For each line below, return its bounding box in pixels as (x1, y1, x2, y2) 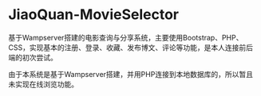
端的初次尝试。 (8, 52, 57, 62)
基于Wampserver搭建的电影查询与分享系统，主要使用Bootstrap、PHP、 (8, 33, 243, 42)
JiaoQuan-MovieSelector (8, 6, 180, 24)
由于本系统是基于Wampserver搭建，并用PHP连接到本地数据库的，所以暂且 (8, 69, 254, 79)
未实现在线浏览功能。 (8, 79, 78, 89)
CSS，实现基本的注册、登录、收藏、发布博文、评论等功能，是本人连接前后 (8, 42, 254, 52)
